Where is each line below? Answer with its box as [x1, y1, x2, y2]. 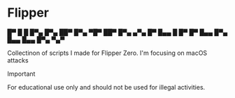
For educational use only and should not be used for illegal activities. [7, 83, 206, 91]
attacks [7, 56, 29, 64]
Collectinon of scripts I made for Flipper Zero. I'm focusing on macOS [7, 49, 208, 57]
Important [7, 70, 36, 78]
